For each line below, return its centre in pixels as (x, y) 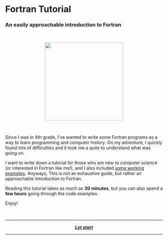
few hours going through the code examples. (52, 194)
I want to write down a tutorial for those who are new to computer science (81, 163)
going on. (15, 153)
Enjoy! (12, 204)
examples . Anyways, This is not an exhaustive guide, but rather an (73, 174)
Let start (84, 228)
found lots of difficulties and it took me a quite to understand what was (78, 148)
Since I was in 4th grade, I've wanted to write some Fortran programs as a (81, 137)
